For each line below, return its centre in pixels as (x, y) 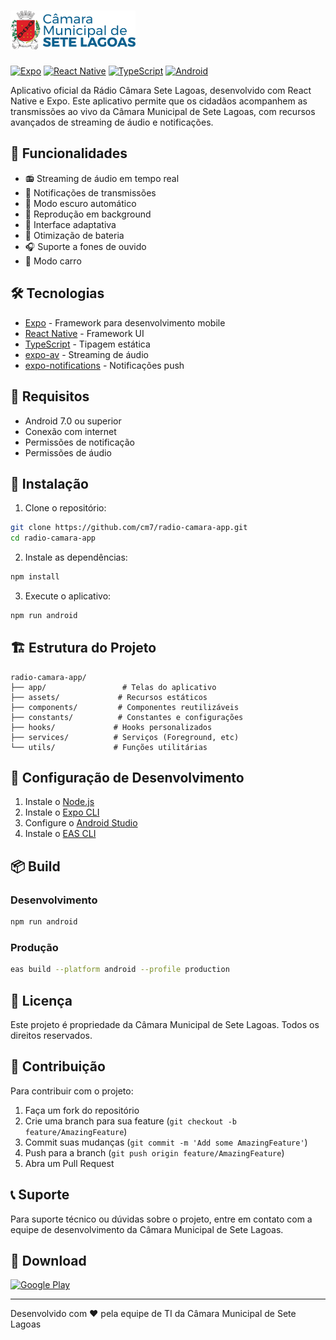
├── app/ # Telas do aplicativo (113, 687)
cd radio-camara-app (53, 538)
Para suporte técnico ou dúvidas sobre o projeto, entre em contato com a (161, 1219)
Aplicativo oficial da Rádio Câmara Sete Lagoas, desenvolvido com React (161, 91)
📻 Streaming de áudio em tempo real (102, 178)
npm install (35, 577)
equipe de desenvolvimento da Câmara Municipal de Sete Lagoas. (147, 1229)
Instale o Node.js (59, 802)
